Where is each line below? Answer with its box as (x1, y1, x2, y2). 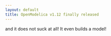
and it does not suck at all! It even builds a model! (5, 25, 107, 31)
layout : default (5, 7, 39, 12)
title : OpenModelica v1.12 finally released (5, 12, 99, 17)
